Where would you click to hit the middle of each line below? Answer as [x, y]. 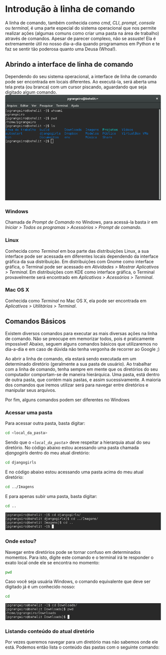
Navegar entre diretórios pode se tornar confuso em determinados [73, 552]
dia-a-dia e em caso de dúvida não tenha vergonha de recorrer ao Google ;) [83, 349]
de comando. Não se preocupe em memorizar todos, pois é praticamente [80, 339]
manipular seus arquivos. [31, 390]
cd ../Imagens [20, 487]
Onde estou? [21, 541]
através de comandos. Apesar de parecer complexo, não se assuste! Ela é [81, 39]
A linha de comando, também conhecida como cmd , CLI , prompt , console [80, 23]
